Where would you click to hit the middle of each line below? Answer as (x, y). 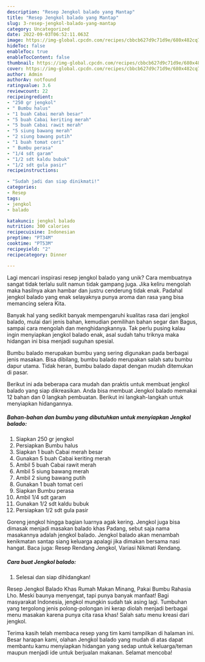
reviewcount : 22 (27, 91)
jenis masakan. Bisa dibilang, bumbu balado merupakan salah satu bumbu (100, 359)
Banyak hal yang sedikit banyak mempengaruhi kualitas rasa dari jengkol (98, 315)
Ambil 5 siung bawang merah (52, 471)
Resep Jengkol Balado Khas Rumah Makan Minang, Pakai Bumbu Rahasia (99, 589)
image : (15, 40)
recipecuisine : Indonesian (41, 232)
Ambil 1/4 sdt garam (41, 498)
